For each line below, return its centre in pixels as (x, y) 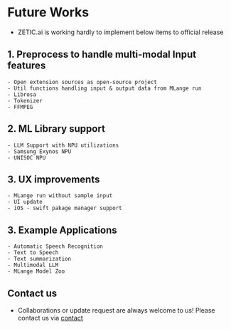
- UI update (25, 202)
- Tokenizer (25, 100)
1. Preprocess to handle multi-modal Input (102, 54)
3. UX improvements (54, 179)
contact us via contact (50, 318)
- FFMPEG (20, 107)
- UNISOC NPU (27, 157)
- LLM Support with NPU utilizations (63, 145)
